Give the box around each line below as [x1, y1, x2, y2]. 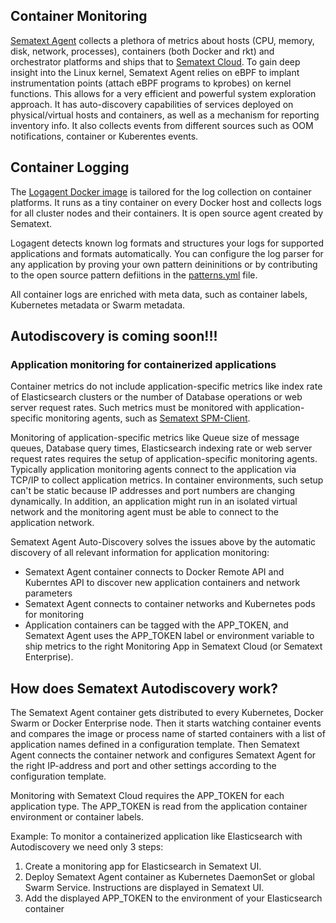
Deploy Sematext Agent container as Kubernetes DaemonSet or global [24, 871, 315, 883]
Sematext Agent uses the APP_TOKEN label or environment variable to [24, 630, 315, 642]
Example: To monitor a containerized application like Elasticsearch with [10, 830, 303, 843]
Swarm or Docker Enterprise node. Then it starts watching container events [10, 717, 322, 729]
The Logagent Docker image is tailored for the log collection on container [10, 185, 312, 198]
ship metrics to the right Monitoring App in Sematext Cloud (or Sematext [24, 640, 323, 653]
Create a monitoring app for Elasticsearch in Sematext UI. [24, 860, 262, 873]
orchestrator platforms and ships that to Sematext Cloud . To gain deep [10, 55, 301, 68]
